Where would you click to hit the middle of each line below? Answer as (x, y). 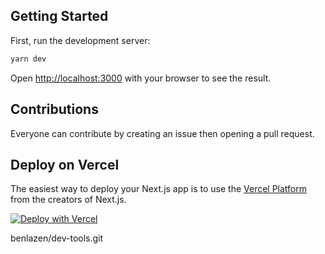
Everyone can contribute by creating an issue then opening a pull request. (162, 133)
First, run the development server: (80, 40)
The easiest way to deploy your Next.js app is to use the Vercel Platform (159, 189)
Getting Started (59, 16)
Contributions (54, 109)
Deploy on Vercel (65, 164)
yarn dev (28, 59)
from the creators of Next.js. (68, 200)
